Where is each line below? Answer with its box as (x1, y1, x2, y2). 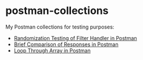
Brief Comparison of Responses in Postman (13, 41, 119, 48)
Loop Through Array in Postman (13, 47, 91, 54)
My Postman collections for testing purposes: (5, 23, 115, 30)
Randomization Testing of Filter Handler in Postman (13, 34, 137, 41)
